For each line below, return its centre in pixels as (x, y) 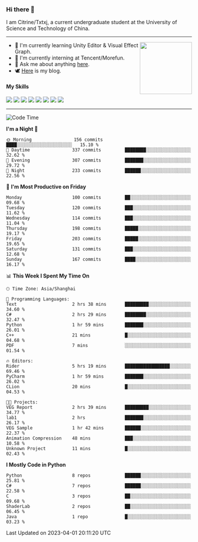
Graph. (23, 52)
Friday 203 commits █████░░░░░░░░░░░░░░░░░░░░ (99, 239)
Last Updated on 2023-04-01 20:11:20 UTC (58, 533)
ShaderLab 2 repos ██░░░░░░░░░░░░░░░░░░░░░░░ (99, 506)
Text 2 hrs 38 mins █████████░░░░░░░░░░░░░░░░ (99, 304)
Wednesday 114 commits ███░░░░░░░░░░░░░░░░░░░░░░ (99, 218)
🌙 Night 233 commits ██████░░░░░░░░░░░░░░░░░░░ (99, 170)
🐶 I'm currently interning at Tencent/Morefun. (70, 58)
